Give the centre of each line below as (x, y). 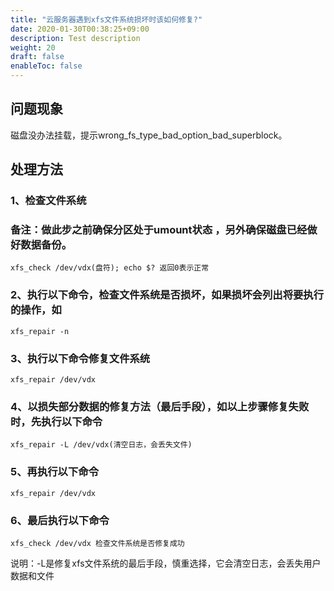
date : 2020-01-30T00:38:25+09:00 (80, 29)
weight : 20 (33, 47)
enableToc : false (46, 66)
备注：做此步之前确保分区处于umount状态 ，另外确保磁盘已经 (159, 230)
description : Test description (75, 38)
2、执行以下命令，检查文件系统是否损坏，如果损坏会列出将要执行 (167, 295)
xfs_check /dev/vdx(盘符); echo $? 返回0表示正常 (110, 268)
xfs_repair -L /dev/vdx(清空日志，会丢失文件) (101, 445)
